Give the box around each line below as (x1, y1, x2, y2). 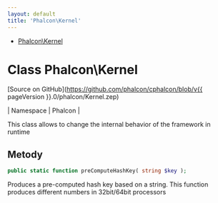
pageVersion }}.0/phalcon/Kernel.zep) (7, 93, 119, 101)
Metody (7, 148, 43, 160)
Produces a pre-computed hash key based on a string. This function (7, 180, 209, 189)
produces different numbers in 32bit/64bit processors (7, 188, 167, 197)
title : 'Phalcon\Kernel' (7, 17, 81, 24)
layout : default (7, 10, 56, 18)
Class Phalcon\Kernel (7, 61, 138, 78)
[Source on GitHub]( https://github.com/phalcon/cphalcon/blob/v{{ (7, 85, 203, 93)
